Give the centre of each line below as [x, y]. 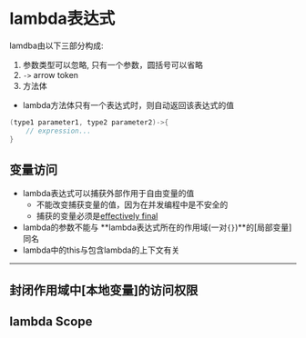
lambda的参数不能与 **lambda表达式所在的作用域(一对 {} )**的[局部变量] [157, 227]
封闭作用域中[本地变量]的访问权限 [104, 290]
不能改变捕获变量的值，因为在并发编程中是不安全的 [132, 204]
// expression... [59, 131]
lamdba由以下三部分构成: [56, 45]
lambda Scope [51, 322]
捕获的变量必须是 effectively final [97, 216]
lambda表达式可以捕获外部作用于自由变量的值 [108, 194]
